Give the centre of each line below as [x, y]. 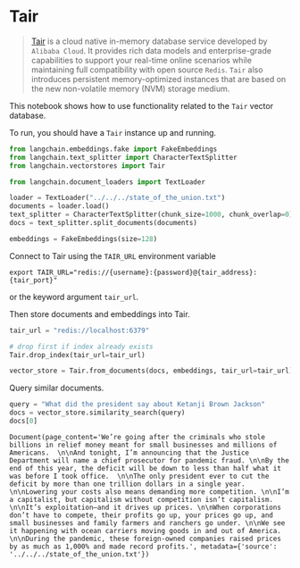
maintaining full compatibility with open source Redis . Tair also [147, 70]
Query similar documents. [57, 388]
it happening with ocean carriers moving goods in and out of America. [145, 530]
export [21, 272]
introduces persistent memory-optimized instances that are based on [158, 79]
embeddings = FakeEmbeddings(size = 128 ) [83, 238]
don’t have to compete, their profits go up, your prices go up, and [142, 515]
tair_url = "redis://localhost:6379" [79, 330]
